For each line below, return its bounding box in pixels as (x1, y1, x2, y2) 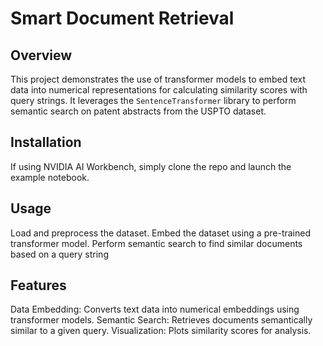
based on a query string (10, 248, 109, 260)
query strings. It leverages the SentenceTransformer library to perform (10, 95, 297, 106)
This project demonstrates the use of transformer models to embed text (10, 73, 307, 85)
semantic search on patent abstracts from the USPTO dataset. (10, 105, 267, 117)
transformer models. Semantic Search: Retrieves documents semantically (10, 314, 313, 326)
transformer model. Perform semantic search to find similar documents (10, 237, 303, 249)
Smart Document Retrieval (10, 7, 235, 30)
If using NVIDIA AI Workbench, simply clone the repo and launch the (10, 160, 292, 172)
